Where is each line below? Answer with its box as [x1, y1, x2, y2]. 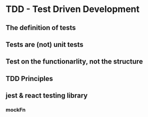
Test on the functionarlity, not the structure [5, 57, 144, 66]
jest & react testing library [5, 91, 88, 100]
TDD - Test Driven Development [5, 3, 140, 15]
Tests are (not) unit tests [5, 40, 84, 48]
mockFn [5, 106, 26, 113]
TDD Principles [5, 74, 53, 83]
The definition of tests [5, 23, 76, 32]
